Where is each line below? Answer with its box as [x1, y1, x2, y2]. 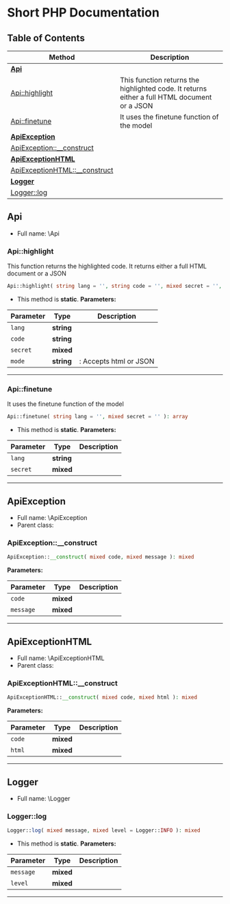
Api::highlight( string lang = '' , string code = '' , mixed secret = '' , [7, 283, 222, 290]
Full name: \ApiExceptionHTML [16, 654, 105, 662]
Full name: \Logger [16, 794, 71, 802]
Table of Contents [7, 32, 86, 44]
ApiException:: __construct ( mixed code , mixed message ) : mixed [7, 554, 194, 561]
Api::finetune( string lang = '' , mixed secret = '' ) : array [7, 414, 188, 420]
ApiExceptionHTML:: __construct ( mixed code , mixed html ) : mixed [7, 694, 197, 701]
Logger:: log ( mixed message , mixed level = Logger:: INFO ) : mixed [7, 827, 201, 834]
